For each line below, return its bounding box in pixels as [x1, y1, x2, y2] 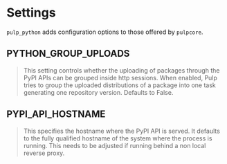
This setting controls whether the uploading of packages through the [23, 66, 220, 74]
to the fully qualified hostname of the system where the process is [23, 134, 212, 143]
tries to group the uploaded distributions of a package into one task [23, 81, 216, 89]
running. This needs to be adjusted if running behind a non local [23, 141, 206, 149]
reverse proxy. [23, 149, 65, 157]
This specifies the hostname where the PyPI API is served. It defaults [23, 127, 221, 135]
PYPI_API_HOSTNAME [6, 109, 106, 120]
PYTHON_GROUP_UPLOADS [6, 48, 130, 60]
